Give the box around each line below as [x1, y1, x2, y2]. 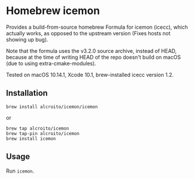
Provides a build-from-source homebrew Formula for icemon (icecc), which [6, 23, 188, 31]
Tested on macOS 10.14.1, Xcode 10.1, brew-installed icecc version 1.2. [6, 71, 174, 78]
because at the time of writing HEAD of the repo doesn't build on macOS [6, 53, 181, 60]
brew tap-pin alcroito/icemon [6, 130, 80, 136]
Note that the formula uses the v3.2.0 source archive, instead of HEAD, [6, 47, 177, 54]
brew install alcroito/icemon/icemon [6, 104, 98, 110]
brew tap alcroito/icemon [6, 125, 69, 131]
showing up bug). [6, 36, 49, 43]
